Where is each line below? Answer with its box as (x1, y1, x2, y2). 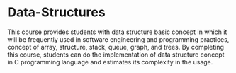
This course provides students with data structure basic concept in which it (7, 28, 227, 36)
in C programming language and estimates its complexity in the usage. (7, 57, 213, 66)
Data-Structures (7, 4, 106, 21)
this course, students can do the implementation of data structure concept (7, 50, 225, 59)
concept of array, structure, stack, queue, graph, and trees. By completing (7, 43, 225, 51)
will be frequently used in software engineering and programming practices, (7, 35, 230, 43)
